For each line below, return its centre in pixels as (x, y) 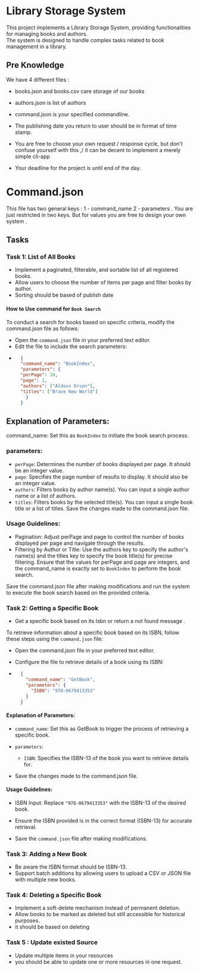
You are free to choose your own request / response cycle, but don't (99, 144)
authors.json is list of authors (50, 103)
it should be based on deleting (52, 927)
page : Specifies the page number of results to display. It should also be (101, 477)
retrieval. (26, 827)
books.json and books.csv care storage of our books (80, 91)
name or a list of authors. (45, 495)
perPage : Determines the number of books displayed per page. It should (102, 464)
